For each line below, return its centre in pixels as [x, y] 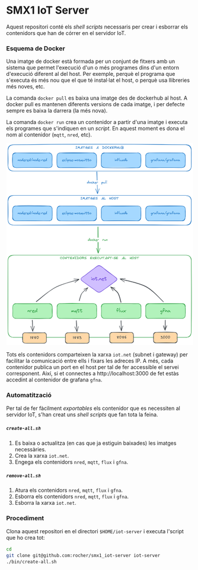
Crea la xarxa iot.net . [42, 456]
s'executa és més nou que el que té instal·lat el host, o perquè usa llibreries [98, 80]
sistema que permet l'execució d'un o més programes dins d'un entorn [93, 68]
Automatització [29, 395]
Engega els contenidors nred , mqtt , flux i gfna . [71, 462]
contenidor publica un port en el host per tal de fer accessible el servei [92, 367]
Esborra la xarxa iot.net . [45, 503]
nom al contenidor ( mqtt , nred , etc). [49, 135]
